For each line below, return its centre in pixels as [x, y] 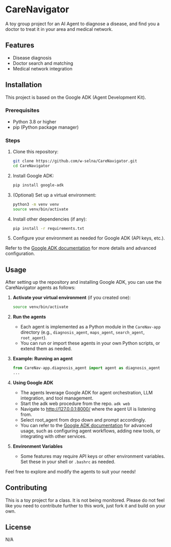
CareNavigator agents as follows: [41, 288]
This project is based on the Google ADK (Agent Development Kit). [76, 97]
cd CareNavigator [31, 166]
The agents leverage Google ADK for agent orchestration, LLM [87, 392]
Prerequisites [22, 111]
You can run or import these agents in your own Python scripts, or [90, 343]
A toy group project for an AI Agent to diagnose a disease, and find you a [83, 24]
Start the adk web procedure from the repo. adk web [75, 403]
